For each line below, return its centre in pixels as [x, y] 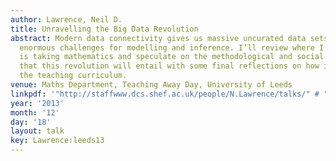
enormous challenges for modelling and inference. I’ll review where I [172, 47]
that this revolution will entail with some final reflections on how [169, 66]
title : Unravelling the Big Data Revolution [104, 29]
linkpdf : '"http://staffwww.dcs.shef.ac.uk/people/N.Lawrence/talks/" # [165, 94]
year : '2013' [37, 103]
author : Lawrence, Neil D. [66, 19]
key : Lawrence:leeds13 [57, 141]
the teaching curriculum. [73, 76]
